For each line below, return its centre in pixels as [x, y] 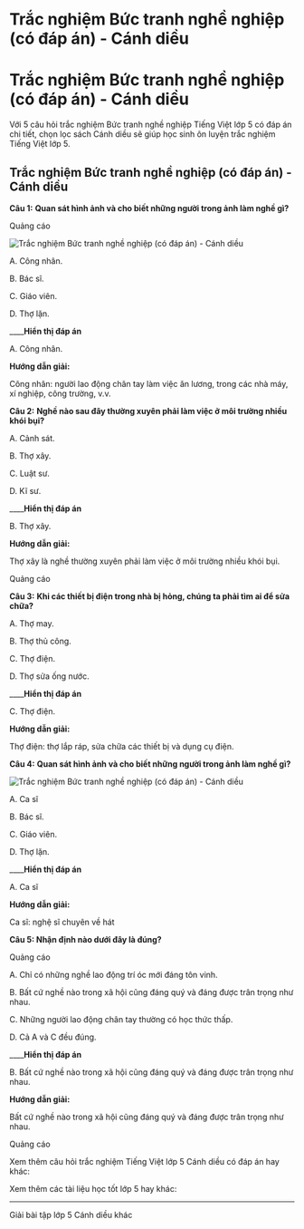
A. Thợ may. [32, 623]
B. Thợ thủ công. [41, 641]
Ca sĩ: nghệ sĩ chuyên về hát [62, 922]
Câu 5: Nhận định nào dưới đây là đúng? [85, 939]
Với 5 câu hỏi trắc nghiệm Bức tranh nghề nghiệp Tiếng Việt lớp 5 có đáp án [151, 125]
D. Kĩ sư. [25, 490]
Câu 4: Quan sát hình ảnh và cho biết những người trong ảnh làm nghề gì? [150, 764]
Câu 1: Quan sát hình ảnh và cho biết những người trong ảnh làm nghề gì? [149, 208]
